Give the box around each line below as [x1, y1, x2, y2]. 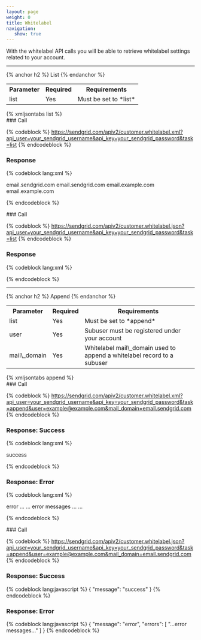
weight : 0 [6, 14, 31, 20]
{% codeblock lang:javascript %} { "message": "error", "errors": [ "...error [6, 620, 187, 627]
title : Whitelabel [6, 20, 52, 26]
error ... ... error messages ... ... [6, 503, 83, 510]
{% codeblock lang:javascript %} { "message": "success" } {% [6, 585, 161, 593]
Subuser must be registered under [84, 326, 181, 334]
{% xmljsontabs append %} [6, 374, 74, 381]
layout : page [6, 8, 39, 15]
